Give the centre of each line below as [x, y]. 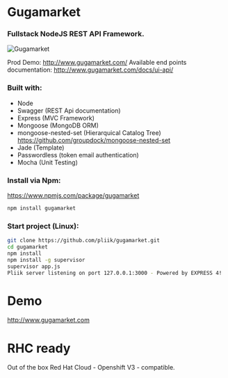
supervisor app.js [34, 266]
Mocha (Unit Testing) [48, 162]
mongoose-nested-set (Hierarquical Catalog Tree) [89, 132]
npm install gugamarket [42, 208]
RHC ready [39, 348]
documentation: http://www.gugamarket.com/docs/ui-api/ [90, 70]
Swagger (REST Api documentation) [69, 110]
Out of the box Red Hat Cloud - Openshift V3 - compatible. [91, 368]
